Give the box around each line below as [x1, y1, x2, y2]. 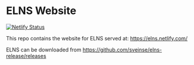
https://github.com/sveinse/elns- [82, 46, 162, 53]
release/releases [6, 52, 47, 59]
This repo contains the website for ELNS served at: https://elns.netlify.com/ [6, 35, 188, 42]
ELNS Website [6, 4, 77, 18]
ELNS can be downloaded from [6, 46, 82, 53]
